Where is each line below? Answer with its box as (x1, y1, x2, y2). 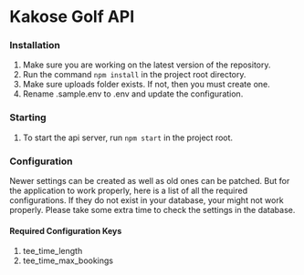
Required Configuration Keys (9, 225, 122, 236)
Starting (9, 111, 47, 124)
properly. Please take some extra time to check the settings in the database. (9, 205, 296, 216)
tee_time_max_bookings (22, 255, 114, 266)
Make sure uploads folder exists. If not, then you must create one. (22, 79, 271, 90)
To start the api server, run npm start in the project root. (22, 132, 234, 143)
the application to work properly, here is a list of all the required (9, 185, 248, 197)
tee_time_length (22, 246, 83, 257)
